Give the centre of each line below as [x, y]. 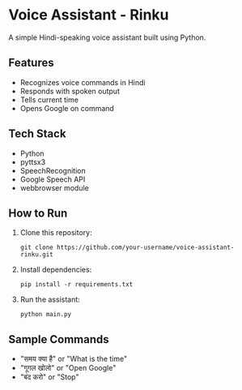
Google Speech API [53, 179]
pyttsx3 [33, 162]
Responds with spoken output [70, 91]
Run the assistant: [50, 300]
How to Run [38, 213]
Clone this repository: [56, 233]
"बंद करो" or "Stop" [49, 377]
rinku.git [37, 255]
